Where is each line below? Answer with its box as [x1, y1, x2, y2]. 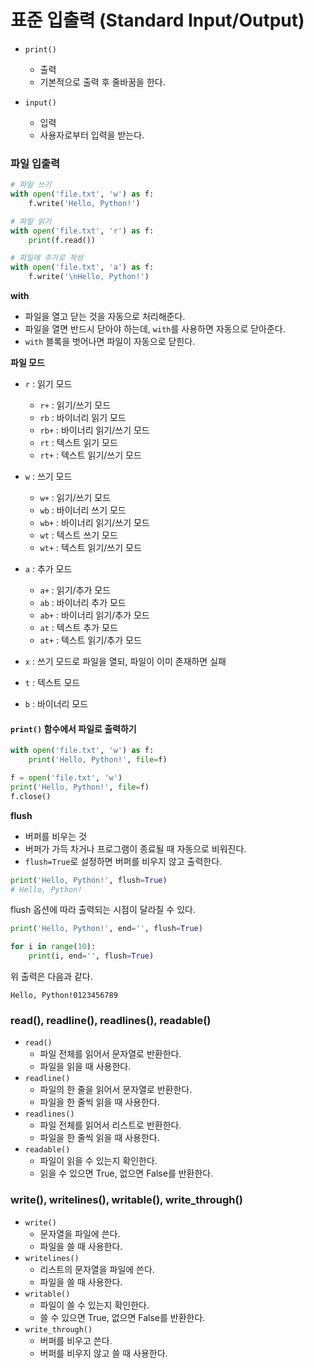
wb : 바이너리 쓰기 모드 [39, 504, 127, 516]
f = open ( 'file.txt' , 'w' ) [10, 773, 123, 783]
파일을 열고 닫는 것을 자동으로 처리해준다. [24, 311, 186, 323]
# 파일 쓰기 [10, 180, 52, 190]
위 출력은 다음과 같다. [10, 971, 93, 983]
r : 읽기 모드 [24, 378, 73, 390]
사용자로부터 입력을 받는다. [39, 129, 145, 141]
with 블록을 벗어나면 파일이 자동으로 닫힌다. [24, 336, 196, 348]
